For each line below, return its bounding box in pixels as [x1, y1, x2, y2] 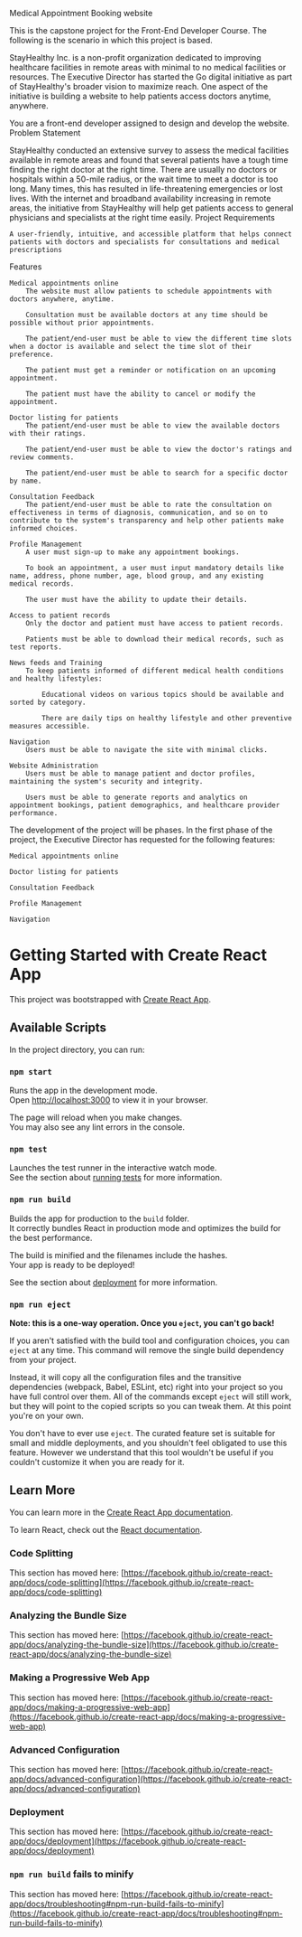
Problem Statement [9, 127, 81, 138]
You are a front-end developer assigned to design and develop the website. [9, 118, 290, 128]
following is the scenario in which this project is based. [9, 35, 214, 45]
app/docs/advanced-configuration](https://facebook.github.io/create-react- [9, 1773, 293, 1784]
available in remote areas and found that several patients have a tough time [9, 155, 288, 165]
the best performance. [9, 1232, 93, 1243]
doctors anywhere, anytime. [9, 295, 115, 304]
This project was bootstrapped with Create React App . [9, 993, 212, 1004]
